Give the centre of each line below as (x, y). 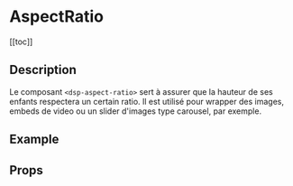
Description (43, 70)
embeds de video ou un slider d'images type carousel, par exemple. (136, 111)
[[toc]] (21, 42)
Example (34, 139)
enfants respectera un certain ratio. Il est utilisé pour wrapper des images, (146, 101)
